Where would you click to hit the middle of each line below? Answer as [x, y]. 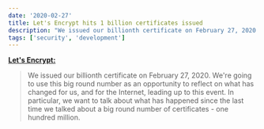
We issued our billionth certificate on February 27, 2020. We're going [140, 75]
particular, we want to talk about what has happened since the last [136, 101]
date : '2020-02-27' [40, 15]
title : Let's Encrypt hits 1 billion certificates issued [106, 23]
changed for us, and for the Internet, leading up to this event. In [131, 93]
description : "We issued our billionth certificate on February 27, [123, 30]
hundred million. [54, 118]
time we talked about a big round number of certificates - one [128, 109]
